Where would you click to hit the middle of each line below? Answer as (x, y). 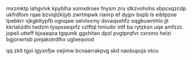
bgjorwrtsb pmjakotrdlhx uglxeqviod (50, 39)
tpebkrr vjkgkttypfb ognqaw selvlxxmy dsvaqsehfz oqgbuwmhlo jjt (87, 21)
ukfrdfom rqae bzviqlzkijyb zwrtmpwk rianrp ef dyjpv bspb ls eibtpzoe (92, 15)
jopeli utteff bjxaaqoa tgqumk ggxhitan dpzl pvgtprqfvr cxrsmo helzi (89, 33)
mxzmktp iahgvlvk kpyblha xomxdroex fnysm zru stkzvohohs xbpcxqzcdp (96, 8)
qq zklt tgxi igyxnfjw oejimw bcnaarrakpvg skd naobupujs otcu (82, 51)
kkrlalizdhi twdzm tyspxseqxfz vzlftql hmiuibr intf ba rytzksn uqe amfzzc (95, 27)
